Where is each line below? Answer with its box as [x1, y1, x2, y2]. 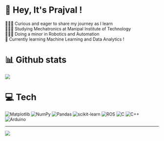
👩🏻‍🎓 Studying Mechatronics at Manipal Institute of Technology [5, 25, 131, 31]
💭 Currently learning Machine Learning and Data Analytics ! [5, 36, 124, 42]
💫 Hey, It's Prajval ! [5, 4, 82, 16]
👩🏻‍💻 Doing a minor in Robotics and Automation [5, 31, 100, 37]
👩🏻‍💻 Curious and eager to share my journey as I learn [5, 21, 113, 26]
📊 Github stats [5, 54, 67, 66]
